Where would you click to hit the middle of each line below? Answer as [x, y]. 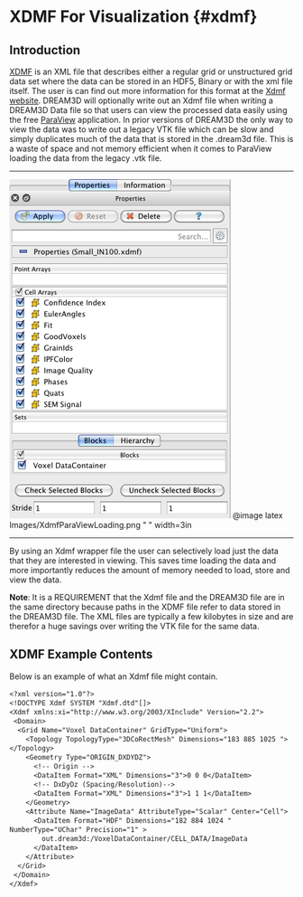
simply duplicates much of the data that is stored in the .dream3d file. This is [151, 139]
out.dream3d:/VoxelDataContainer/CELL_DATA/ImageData [145, 838]
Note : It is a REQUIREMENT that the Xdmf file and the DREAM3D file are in [147, 597]
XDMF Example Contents [81, 654]
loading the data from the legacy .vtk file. [86, 158]
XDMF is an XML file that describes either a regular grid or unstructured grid [151, 71]
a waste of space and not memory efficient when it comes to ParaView [141, 148]
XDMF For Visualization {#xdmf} [133, 17]
